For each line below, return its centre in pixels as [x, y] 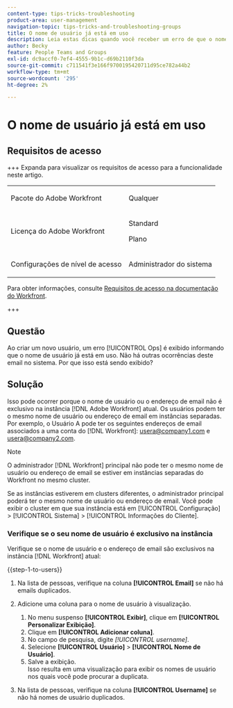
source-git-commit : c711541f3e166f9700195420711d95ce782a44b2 [99, 65]
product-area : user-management [52, 20]
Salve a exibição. [52, 662]
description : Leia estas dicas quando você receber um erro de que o [110, 40]
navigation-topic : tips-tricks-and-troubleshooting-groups [94, 26]
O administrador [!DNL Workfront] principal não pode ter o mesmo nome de [115, 465]
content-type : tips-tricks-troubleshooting [71, 14]
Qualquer [144, 198]
